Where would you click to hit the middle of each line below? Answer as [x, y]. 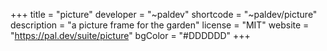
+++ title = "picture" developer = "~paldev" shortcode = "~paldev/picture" [164, 14]
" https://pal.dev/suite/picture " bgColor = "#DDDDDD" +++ [130, 35]
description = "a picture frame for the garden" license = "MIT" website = [160, 25]
